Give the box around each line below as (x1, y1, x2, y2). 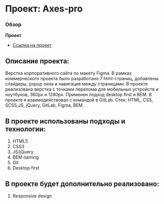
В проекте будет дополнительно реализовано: (5, 179, 159, 188)
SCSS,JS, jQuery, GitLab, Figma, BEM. (5, 102, 84, 108)
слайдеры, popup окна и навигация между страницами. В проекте (5, 81, 148, 87)
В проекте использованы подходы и (5, 117, 125, 125)
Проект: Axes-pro (5, 3, 83, 15)
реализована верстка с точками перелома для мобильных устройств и (5, 86, 159, 92)
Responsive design (12, 192, 52, 199)
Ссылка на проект (12, 42, 52, 48)
